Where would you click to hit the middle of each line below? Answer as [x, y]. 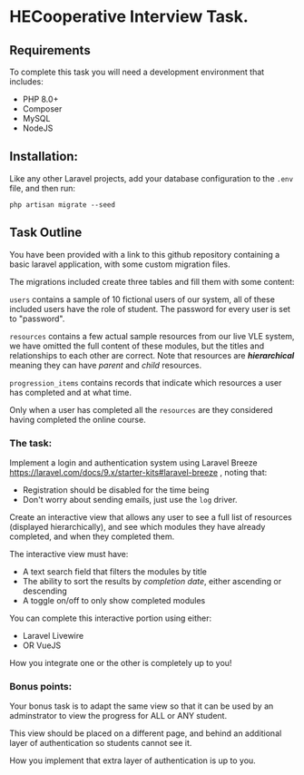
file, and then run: [42, 188]
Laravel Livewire [53, 635]
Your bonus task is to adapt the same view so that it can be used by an [142, 706]
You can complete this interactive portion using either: [110, 618]
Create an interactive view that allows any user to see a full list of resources [151, 517]
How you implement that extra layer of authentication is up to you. [132, 760]
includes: [26, 82]
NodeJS [38, 128]
